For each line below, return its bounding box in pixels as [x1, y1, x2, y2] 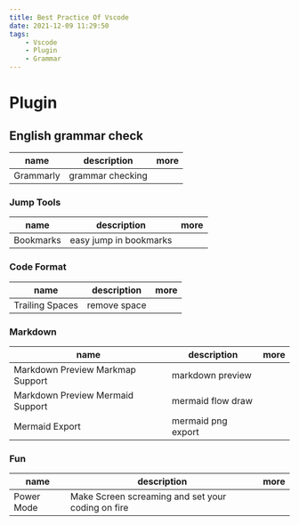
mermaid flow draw [172, 394, 254, 407]
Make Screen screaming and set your [69, 490, 227, 503]
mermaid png [172, 415, 228, 427]
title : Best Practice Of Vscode [9, 12, 129, 22]
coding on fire [69, 502, 129, 514]
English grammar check [9, 128, 144, 143]
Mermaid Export [13, 420, 82, 432]
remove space [86, 299, 147, 311]
